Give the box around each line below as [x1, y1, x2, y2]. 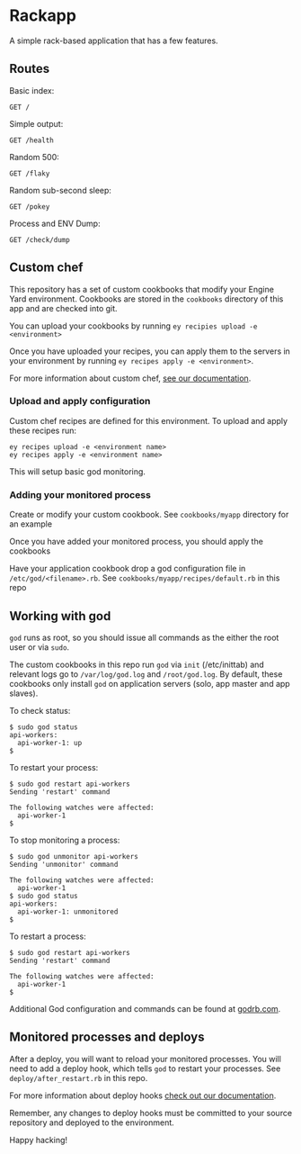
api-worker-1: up [17, 738, 83, 747]
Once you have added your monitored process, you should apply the [9, 536, 263, 547]
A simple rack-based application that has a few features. [9, 35, 218, 46]
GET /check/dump [9, 235, 70, 244]
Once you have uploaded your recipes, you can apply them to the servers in [9, 346, 290, 356]
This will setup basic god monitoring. [9, 465, 146, 477]
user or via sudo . [9, 641, 70, 653]
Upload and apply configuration [9, 395, 151, 408]
